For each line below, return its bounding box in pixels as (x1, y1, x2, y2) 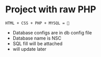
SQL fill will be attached (12, 40, 63, 47)
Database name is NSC (12, 35, 62, 41)
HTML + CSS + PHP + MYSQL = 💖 (5, 21, 70, 26)
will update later (12, 46, 47, 52)
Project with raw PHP (5, 4, 96, 15)
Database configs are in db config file (12, 29, 92, 35)
